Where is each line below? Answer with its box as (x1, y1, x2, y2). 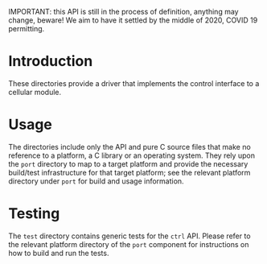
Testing (8, 204, 60, 223)
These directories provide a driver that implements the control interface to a (8, 78, 260, 88)
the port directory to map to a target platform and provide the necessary (8, 159, 249, 168)
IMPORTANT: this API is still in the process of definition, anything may (8, 7, 239, 16)
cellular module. (8, 87, 62, 97)
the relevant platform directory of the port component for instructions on (8, 239, 249, 249)
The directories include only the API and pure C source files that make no (8, 142, 251, 151)
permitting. (8, 24, 45, 33)
